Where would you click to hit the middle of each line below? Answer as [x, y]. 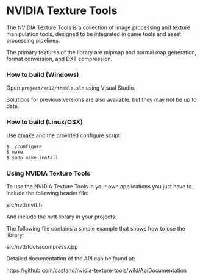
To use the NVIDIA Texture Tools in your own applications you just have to [99, 187]
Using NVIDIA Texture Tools [48, 173]
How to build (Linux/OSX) [45, 122]
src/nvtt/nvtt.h [24, 205]
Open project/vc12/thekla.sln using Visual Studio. [71, 88]
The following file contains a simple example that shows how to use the [96, 229]
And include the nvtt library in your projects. [62, 217]
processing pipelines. [33, 40]
